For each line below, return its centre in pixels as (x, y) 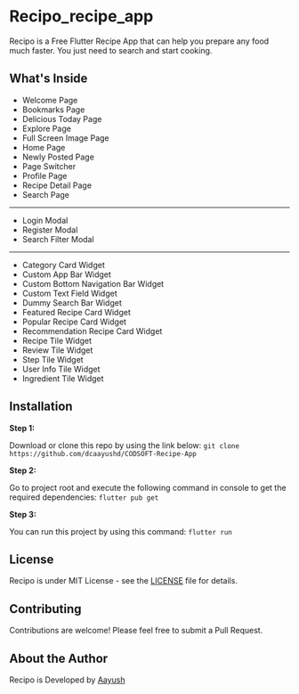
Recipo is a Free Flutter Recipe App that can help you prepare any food (139, 41)
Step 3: (23, 514)
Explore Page (46, 128)
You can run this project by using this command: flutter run (121, 531)
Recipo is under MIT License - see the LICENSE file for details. (124, 581)
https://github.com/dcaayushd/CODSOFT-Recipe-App (103, 453)
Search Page (45, 194)
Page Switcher (49, 166)
